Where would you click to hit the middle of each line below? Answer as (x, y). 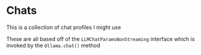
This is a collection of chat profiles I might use (64, 27)
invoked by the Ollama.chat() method (53, 45)
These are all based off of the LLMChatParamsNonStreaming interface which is (100, 39)
